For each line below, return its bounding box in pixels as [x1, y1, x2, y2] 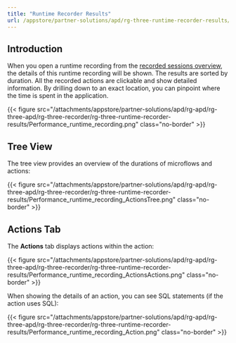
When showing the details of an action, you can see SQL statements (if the [7, 292, 223, 300]
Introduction [7, 43, 63, 55]
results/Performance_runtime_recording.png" [7, 120, 139, 129]
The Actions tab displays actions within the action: [7, 242, 155, 250]
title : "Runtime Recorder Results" [7, 10, 112, 18]
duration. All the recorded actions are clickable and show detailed [7, 77, 197, 85]
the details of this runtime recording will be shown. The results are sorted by [7, 69, 228, 77]
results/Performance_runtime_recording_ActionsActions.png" [7, 270, 185, 279]
